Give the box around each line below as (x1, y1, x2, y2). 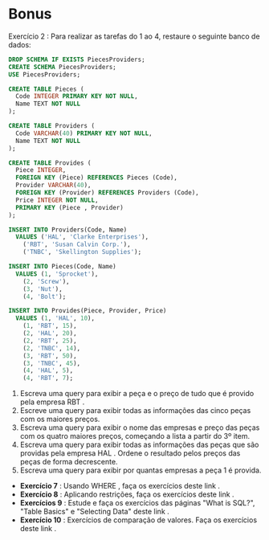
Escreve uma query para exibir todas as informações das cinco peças (19, 406, 251, 415)
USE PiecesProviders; (8, 70, 81, 79)
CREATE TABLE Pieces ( (8, 85, 84, 93)
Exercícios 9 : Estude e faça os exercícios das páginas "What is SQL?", (19, 498, 255, 508)
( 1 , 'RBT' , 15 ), (22, 322, 78, 330)
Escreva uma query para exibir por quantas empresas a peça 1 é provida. (19, 465, 262, 475)
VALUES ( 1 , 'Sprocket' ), (15, 270, 99, 278)
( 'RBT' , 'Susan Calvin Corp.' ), (22, 240, 131, 249)
